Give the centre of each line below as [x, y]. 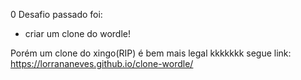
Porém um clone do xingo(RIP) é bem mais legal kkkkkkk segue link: [151, 53]
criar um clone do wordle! [77, 33]
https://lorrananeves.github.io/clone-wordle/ [102, 63]
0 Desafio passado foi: [56, 14]
